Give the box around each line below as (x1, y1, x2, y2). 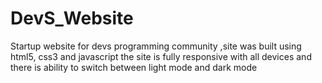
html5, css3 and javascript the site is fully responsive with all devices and (10, 50, 312, 62)
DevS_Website (10, 7, 134, 30)
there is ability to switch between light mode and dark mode (10, 61, 258, 73)
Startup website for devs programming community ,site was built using (10, 40, 302, 52)
